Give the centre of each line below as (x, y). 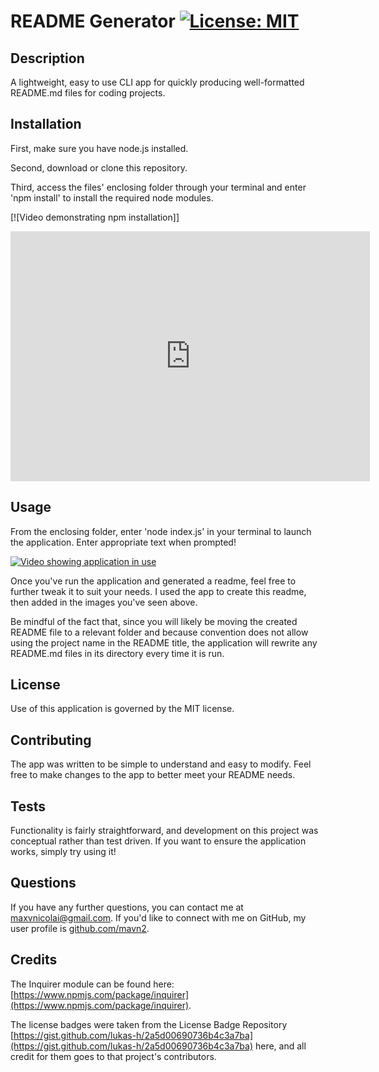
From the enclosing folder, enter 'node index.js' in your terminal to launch (161, 531)
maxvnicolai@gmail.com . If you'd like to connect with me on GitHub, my (158, 917)
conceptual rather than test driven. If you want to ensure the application (158, 841)
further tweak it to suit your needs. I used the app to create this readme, (158, 591)
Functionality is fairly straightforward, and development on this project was (164, 831)
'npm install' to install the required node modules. (112, 197)
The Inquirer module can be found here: (92, 984)
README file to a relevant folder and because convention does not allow (159, 632)
